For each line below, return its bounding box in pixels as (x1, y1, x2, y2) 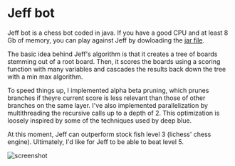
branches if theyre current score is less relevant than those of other (7, 94, 206, 102)
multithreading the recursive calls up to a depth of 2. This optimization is (7, 109, 220, 117)
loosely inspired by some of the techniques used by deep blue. (7, 116, 192, 125)
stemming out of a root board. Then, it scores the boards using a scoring (7, 57, 221, 65)
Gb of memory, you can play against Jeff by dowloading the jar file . (7, 35, 205, 44)
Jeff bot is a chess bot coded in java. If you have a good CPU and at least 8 (7, 28, 229, 37)
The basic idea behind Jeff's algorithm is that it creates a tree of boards (7, 50, 218, 58)
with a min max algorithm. (7, 72, 83, 81)
